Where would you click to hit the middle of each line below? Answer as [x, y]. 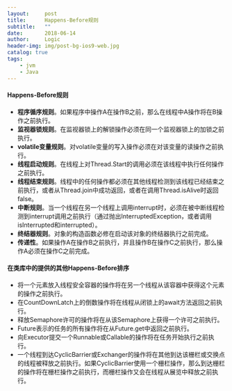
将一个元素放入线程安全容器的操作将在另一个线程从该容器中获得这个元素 [121, 285]
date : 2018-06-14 [42, 33]
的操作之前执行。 [42, 294]
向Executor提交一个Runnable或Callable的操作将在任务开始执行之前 [113, 337]
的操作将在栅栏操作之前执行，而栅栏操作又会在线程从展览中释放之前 [115, 372]
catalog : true [28, 53]
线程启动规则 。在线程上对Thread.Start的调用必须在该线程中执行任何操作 [121, 163]
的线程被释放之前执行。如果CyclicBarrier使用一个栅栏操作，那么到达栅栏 [121, 363]
